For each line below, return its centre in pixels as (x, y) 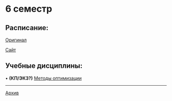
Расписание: (27, 28)
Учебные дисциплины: (44, 66)
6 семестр (29, 9)
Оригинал (16, 40)
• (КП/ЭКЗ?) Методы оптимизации (44, 78)
